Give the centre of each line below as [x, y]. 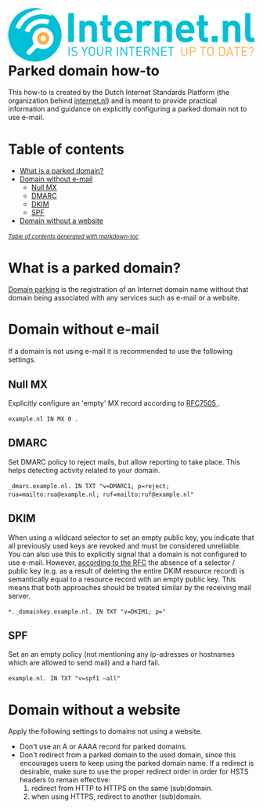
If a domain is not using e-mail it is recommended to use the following [121, 352]
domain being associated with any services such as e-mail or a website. [124, 298]
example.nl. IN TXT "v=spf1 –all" [65, 679]
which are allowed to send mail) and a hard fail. [84, 663]
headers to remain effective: [65, 780]
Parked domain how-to [84, 71]
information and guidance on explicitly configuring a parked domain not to [128, 109]
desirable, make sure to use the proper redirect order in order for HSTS [134, 771]
